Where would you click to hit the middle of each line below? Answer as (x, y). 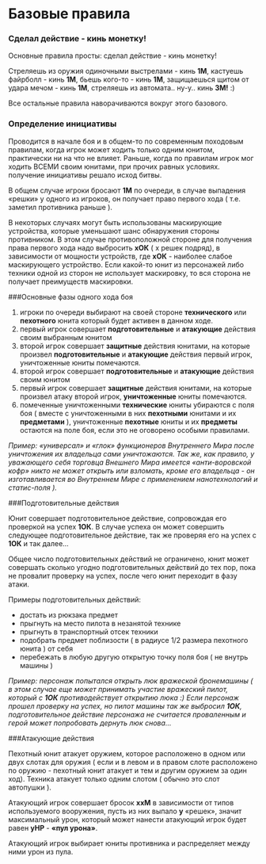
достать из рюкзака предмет (69, 614)
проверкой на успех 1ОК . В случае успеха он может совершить (116, 526)
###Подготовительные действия (64, 503)
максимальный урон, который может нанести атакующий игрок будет (127, 819)
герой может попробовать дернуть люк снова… (90, 723)
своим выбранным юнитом (66, 337)
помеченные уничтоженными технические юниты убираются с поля (137, 404)
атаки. (19, 584)
